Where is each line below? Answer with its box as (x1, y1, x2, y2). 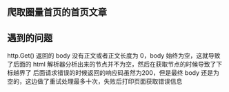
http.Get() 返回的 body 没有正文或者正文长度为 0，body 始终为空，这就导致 (7, 51, 221, 60)
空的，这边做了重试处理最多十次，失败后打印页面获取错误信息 (7, 78, 183, 86)
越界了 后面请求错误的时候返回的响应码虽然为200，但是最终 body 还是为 (12, 69, 219, 77)
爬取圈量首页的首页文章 (7, 6, 107, 19)
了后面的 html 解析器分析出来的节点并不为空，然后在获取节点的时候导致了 (7, 60, 217, 69)
